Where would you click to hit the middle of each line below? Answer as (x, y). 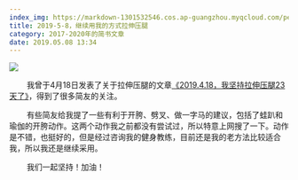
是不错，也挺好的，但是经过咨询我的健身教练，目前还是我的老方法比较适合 (145, 137)
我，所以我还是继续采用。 (56, 148)
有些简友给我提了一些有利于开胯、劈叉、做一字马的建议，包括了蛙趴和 (155, 115)
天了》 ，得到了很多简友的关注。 (66, 96)
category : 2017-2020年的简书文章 (67, 34)
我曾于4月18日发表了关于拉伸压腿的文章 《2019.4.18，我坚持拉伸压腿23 (156, 85)
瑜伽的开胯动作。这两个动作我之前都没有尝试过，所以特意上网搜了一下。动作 (149, 126)
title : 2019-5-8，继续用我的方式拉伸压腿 (79, 26)
